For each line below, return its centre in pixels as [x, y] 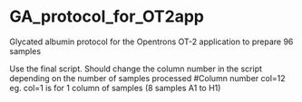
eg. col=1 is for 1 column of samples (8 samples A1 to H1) [115, 88]
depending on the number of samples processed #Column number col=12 [147, 78]
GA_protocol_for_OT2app [107, 17]
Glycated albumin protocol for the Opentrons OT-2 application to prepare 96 [151, 42]
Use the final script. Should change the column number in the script [136, 69]
